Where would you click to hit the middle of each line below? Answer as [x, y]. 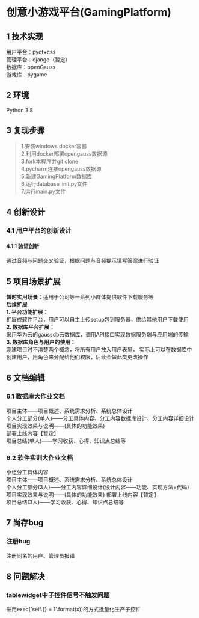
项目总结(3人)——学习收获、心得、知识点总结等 [65, 502]
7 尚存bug [25, 523]
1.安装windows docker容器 [54, 146]
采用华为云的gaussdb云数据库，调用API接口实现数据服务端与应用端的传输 [98, 334]
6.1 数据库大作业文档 [35, 396]
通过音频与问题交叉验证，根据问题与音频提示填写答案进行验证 [83, 261]
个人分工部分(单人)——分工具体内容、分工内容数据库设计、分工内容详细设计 [100, 418]
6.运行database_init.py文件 [54, 183]
